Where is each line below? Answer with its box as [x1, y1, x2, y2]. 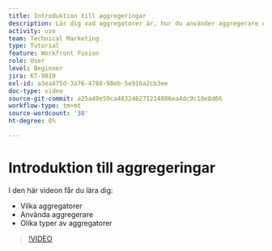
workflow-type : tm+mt [8, 102, 82, 110]
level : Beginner [8, 65, 63, 73]
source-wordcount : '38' [8, 110, 89, 118]
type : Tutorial [8, 42, 60, 50]
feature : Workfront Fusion [8, 49, 100, 57]
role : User [8, 57, 45, 65]
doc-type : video [8, 86, 63, 95]
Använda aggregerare [19, 209, 94, 219]
